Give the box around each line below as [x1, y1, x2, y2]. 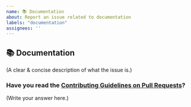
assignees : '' [6, 25, 42, 31]
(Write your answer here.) [6, 95, 69, 102]
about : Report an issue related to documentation [6, 14, 132, 20]
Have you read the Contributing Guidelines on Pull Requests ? [6, 81, 186, 89]
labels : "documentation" [6, 20, 68, 25]
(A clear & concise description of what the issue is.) [6, 66, 132, 74]
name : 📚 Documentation [6, 8, 64, 15]
